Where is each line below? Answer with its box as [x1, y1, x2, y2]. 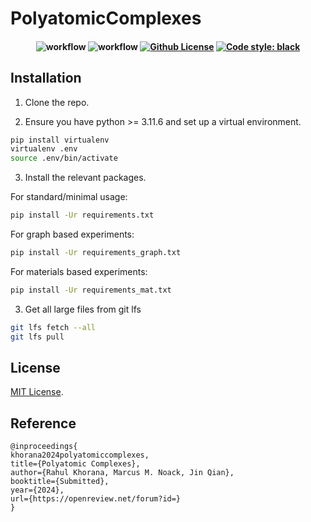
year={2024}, [10, 485, 65, 496]
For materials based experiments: [10, 265, 148, 277]
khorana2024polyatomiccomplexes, [10, 450, 150, 461]
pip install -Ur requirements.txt [10, 210, 155, 221]
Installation [10, 70, 82, 87]
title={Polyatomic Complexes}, [10, 459, 141, 469]
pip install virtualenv [10, 135, 110, 145]
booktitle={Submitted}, [10, 477, 110, 487]
